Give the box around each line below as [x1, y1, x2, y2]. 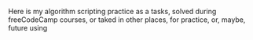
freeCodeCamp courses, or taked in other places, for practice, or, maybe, [8, 15, 246, 24]
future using [8, 24, 48, 32]
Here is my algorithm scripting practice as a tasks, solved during [8, 7, 217, 16]
